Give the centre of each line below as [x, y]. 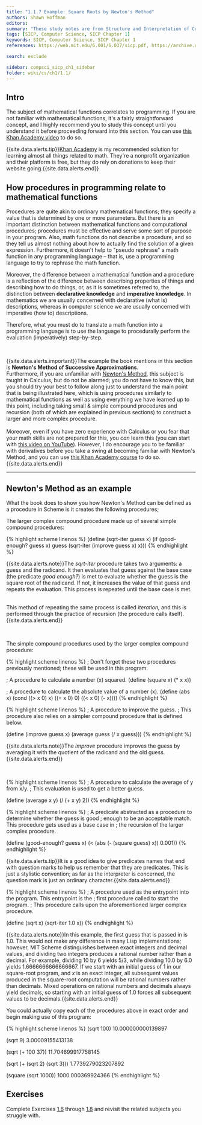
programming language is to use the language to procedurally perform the [98, 331]
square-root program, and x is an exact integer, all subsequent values [92, 973]
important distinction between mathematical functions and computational [97, 225]
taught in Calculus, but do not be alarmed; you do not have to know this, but [100, 380]
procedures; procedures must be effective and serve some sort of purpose [99, 231]
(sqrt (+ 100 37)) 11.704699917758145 [53, 1052]
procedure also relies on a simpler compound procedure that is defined [94, 716]
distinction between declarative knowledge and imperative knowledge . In [99, 294]
